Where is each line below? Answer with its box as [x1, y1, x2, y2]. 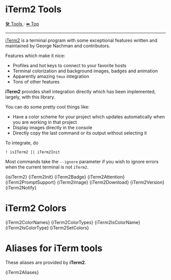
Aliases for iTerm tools [5, 243, 103, 254]
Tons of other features [12, 78, 60, 85]
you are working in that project [12, 119, 77, 125]
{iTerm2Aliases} [5, 269, 39, 275]
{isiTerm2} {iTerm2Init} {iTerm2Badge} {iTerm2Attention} [5, 174, 125, 180]
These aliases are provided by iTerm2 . [5, 259, 87, 265]
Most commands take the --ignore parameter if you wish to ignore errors [5, 158, 159, 164]
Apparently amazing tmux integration [12, 73, 90, 79]
